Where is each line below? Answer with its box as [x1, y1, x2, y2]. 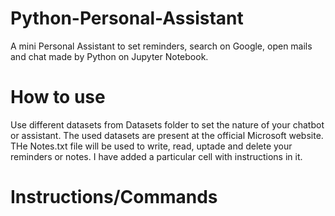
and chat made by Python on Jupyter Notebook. [10, 50, 209, 62]
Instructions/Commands [10, 186, 218, 209]
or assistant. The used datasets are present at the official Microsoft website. [10, 129, 324, 141]
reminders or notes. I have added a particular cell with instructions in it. [10, 150, 303, 162]
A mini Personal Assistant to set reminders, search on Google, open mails [10, 40, 313, 52]
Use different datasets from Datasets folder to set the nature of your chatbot [10, 118, 325, 131]
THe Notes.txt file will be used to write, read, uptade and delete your [10, 140, 293, 152]
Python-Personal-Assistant [10, 7, 244, 30]
